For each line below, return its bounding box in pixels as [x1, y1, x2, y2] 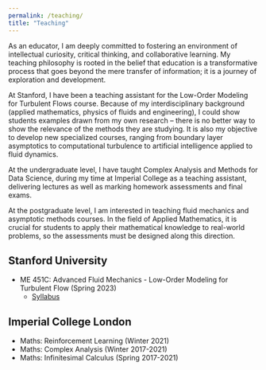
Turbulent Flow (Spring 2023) [19, 283, 117, 293]
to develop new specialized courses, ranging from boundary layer [8, 132, 224, 142]
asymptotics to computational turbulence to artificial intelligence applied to [8, 141, 253, 150]
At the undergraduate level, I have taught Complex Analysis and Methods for [8, 165, 258, 174]
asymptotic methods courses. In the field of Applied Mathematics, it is [8, 214, 237, 224]
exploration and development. [8, 75, 106, 84]
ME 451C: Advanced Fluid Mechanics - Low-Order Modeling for [19, 275, 229, 285]
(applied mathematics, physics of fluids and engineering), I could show [8, 107, 241, 116]
